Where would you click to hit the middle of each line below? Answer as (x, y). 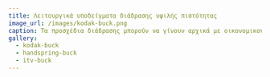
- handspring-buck (47, 53)
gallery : (23, 38)
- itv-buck (34, 61)
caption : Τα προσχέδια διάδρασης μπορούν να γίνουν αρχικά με (115, 30)
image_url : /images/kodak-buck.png (68, 23)
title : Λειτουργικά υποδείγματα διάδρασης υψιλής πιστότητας (113, 16)
